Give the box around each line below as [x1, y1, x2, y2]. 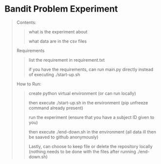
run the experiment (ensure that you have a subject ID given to [28, 114, 155, 120]
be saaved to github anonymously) [28, 134, 99, 140]
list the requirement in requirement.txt [28, 57, 105, 63]
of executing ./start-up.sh [28, 71, 80, 77]
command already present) [28, 105, 83, 111]
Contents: [16, 19, 37, 25]
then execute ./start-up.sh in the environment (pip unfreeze [28, 99, 148, 105]
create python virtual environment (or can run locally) [28, 90, 136, 96]
